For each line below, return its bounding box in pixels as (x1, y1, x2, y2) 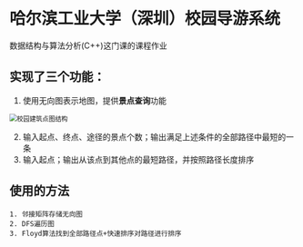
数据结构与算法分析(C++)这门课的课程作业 (9, 40, 167, 51)
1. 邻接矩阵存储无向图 (9, 210, 84, 219)
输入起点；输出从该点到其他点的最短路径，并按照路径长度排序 (22, 153, 255, 164)
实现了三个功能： (9, 69, 106, 84)
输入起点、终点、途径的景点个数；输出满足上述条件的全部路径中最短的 (22, 131, 287, 142)
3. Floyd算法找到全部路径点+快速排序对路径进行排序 (9, 229, 182, 238)
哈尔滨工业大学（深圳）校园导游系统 (9, 8, 281, 29)
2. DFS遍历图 (9, 219, 55, 228)
